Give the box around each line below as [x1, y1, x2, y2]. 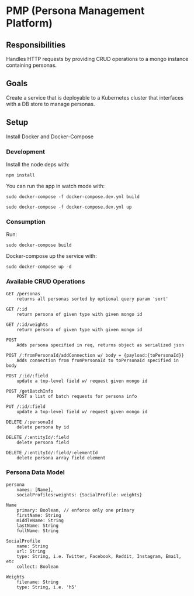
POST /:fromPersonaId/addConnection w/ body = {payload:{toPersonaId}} [6, 352, 184, 358]
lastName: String [16, 523, 59, 529]
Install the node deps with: [6, 161, 70, 168]
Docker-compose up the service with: [6, 253, 98, 260]
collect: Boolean [16, 564, 59, 570]
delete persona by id [16, 424, 69, 430]
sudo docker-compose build [6, 242, 72, 248]
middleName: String [16, 517, 64, 523]
